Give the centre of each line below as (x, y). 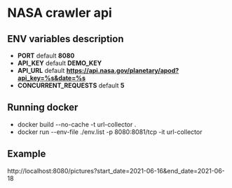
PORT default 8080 (46, 55)
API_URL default (41, 70)
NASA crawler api (60, 13)
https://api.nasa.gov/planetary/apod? (123, 70)
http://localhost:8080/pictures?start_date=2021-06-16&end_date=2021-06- (116, 170)
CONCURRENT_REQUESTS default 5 (71, 85)
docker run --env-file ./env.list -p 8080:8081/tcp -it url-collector (110, 132)
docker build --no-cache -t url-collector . (77, 124)
